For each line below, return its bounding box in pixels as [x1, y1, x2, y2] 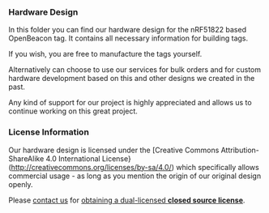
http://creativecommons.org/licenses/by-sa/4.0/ [11, 162, 172, 172]
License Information [8, 126, 89, 138]
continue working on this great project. [8, 106, 138, 116]
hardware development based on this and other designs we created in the [8, 74, 255, 83]
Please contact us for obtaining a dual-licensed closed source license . [8, 195, 246, 205]
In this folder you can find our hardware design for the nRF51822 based [8, 25, 247, 35]
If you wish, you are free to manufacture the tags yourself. [8, 49, 203, 59]
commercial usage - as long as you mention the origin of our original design [8, 171, 262, 181]
